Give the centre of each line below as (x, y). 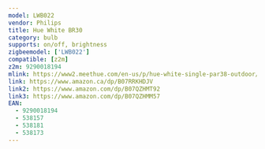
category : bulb (33, 37)
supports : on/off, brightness (58, 45)
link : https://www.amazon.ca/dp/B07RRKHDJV (81, 81)
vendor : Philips (35, 23)
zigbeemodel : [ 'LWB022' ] (49, 52)
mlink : (19, 74)
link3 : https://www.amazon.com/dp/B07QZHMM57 (84, 96)
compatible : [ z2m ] (38, 60)
